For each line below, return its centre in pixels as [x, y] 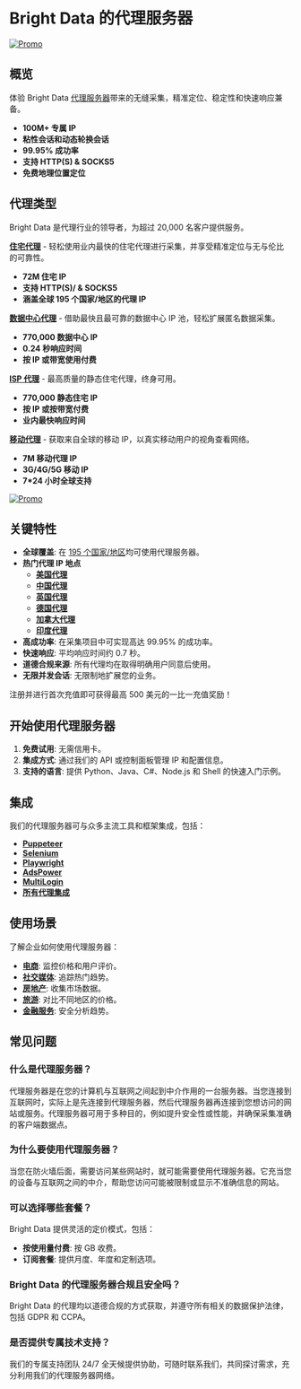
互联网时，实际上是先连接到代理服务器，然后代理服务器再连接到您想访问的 [146, 1102]
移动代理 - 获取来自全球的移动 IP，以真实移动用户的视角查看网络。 [132, 439]
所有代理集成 [46, 892]
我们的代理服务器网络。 [76, 1375]
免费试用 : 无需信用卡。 [64, 749]
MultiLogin [43, 882]
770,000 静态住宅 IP [60, 397]
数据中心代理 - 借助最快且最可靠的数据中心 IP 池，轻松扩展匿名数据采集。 [145, 318]
